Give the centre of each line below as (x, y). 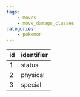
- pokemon (30, 35)
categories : (21, 29)
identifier (35, 55)
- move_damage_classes (46, 23)
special (31, 85)
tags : (13, 12)
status (30, 65)
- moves (27, 18)
